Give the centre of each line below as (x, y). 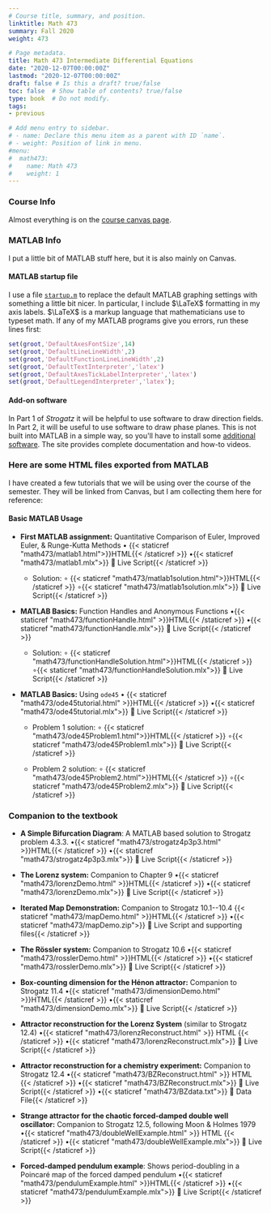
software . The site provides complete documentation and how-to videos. (130, 444)
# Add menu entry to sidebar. (59, 128)
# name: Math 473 (43, 166)
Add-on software (38, 400)
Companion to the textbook (64, 815)
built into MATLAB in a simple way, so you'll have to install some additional (132, 436)
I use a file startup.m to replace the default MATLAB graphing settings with (133, 295)
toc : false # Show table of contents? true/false (95, 91)
